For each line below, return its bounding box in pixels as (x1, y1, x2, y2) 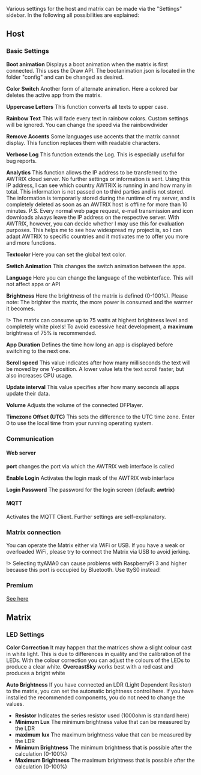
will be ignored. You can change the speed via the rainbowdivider (6, 121, 168, 128)
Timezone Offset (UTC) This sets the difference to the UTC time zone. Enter (6, 413, 195, 420)
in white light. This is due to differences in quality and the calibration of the (6, 651, 191, 658)
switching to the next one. (6, 347, 71, 354)
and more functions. (6, 239, 56, 246)
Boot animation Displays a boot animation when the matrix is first (6, 60, 168, 68)
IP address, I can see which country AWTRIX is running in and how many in (6, 182, 192, 189)
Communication (6, 434, 54, 443)
